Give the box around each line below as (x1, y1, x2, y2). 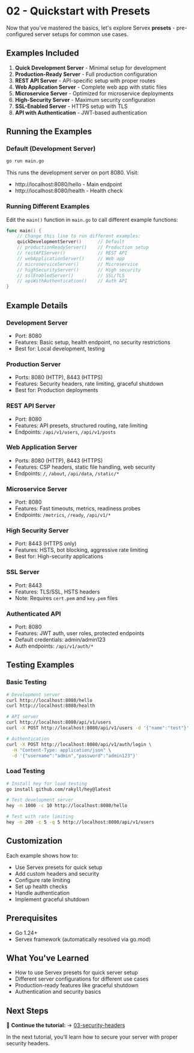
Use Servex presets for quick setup (14, 864, 103, 871)
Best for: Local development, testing (14, 345, 105, 352)
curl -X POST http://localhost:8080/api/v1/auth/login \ (6, 741, 152, 747)
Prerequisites (6, 913, 58, 923)
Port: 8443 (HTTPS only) (14, 540, 77, 547)
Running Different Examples (6, 202, 90, 210)
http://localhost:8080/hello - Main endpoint (14, 181, 123, 188)
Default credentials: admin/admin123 (14, 636, 106, 643)
